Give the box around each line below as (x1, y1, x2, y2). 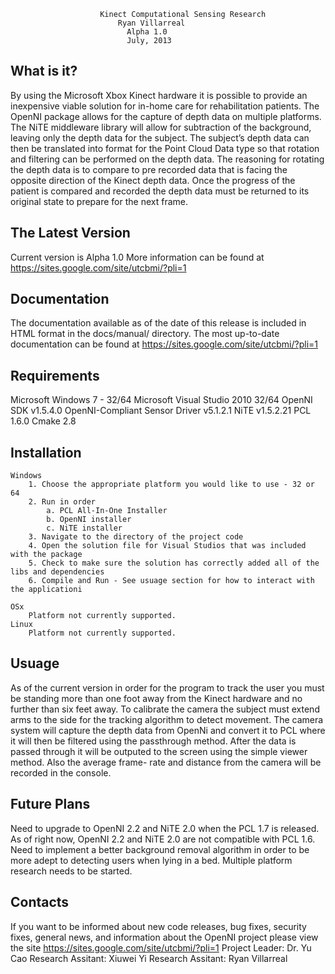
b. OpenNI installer (46, 515, 132, 525)
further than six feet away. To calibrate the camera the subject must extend (10, 703, 320, 715)
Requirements (10, 367, 100, 384)
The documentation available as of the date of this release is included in (10, 317, 307, 329)
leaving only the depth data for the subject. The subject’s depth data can (10, 131, 310, 144)
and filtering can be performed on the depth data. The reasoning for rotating (10, 153, 325, 165)
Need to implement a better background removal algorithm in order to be (10, 843, 310, 855)
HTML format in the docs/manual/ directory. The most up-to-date (10, 328, 280, 340)
